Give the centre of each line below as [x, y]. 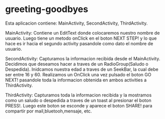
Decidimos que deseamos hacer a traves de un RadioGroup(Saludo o [77, 64]
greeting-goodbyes [47, 9]
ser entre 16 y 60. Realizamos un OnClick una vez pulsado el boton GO [78, 74]
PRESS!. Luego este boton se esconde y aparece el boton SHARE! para [79, 105]
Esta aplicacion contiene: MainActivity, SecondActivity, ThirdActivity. [76, 23]
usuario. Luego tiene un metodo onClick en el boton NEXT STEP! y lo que [81, 38]
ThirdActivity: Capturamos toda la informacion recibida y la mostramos [78, 95]
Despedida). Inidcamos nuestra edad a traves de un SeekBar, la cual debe [82, 69]
